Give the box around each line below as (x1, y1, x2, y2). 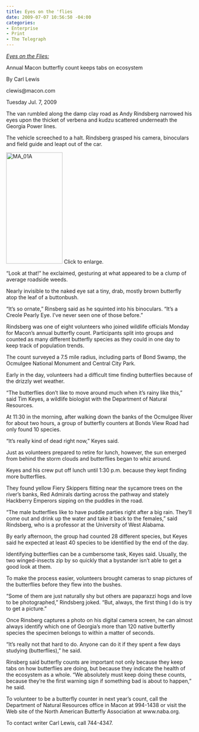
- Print (6, 31, 25, 37)
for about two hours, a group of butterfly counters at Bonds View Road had (6, 420, 190, 426)
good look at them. (6, 563, 52, 570)
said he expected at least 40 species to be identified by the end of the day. (6, 539, 189, 546)
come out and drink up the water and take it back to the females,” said (6, 515, 178, 522)
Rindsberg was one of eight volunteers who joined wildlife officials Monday (6, 323, 190, 330)
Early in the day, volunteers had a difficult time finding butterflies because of (6, 372, 193, 378)
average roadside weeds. (6, 276, 68, 283)
